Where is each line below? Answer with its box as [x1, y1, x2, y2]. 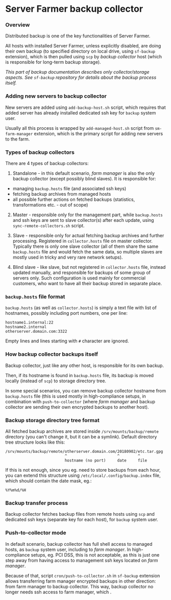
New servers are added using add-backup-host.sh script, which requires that [5, 104, 166, 110]
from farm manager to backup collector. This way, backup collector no [5, 583, 154, 589]
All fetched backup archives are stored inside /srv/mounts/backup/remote [5, 428, 159, 434]
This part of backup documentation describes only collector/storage [5, 69, 150, 75]
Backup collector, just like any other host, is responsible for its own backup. [5, 362, 164, 368]
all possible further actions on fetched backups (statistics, [12, 196, 135, 202]
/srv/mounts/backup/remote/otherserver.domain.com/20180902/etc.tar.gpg [5, 449, 163, 454]
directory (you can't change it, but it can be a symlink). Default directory [5, 433, 157, 440]
